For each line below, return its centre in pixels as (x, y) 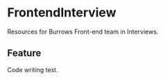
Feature (24, 53)
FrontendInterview (62, 13)
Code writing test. (33, 69)
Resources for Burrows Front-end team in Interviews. (83, 32)
